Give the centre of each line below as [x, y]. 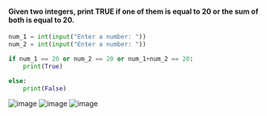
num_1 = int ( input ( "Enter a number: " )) [78, 37]
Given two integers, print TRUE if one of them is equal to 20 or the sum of [133, 11]
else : [17, 81]
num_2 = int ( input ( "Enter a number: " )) [78, 44]
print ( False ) [45, 89]
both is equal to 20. [42, 19]
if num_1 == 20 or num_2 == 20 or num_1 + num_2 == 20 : [101, 59]
